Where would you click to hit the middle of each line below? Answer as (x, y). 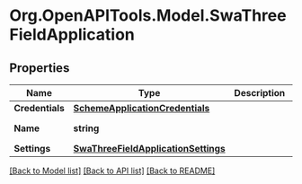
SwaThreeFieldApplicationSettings (150, 149)
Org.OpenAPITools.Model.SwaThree (148, 16)
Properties (40, 68)
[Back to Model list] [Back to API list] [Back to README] (112, 171)
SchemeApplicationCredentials (142, 108)
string (86, 128)
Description (260, 93)
